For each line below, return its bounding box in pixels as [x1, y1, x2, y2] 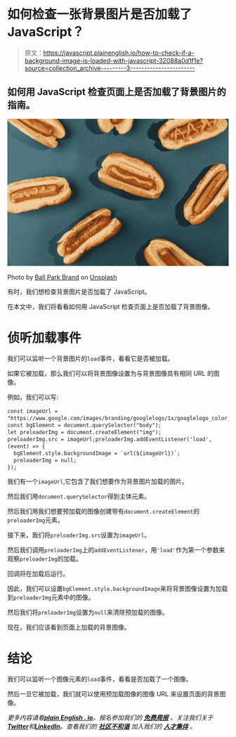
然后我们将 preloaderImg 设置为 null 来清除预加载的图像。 [7, 608, 169, 617]
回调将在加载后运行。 [7, 570, 69, 578]
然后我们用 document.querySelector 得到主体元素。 [7, 493, 151, 501]
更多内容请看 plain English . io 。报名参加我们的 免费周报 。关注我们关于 [7, 714, 214, 722]
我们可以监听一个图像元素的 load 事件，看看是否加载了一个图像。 [7, 675, 192, 684]
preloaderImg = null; [13, 457, 77, 464]
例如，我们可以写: [7, 393, 59, 401]
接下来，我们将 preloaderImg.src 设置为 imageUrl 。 [7, 531, 151, 540]
